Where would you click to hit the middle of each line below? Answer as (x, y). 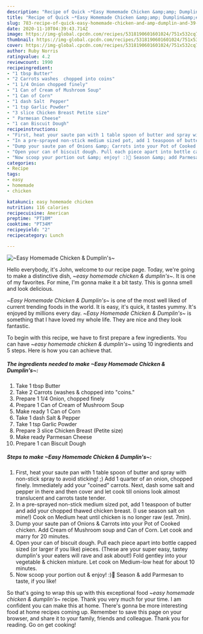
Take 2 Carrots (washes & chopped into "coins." (75, 392)
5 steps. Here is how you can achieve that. (60, 350)
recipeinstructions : (33, 129)
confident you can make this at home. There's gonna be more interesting (97, 605)
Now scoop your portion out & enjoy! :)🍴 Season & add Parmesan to (100, 574)
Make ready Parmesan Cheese (54, 437)
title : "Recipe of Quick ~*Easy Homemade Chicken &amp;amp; (84, 17)
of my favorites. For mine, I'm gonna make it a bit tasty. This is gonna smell (100, 282)
